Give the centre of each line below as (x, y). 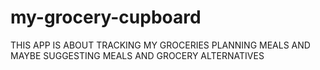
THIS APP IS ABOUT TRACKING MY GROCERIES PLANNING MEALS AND (160, 45)
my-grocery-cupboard (106, 17)
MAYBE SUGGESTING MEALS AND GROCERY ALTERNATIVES (137, 55)
